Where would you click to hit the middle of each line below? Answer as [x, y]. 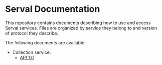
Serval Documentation [53, 9]
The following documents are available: [45, 42]
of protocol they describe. [32, 33]
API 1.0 [27, 57]
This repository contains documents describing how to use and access [78, 23]
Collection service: [32, 52]
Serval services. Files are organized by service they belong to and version [81, 28]
